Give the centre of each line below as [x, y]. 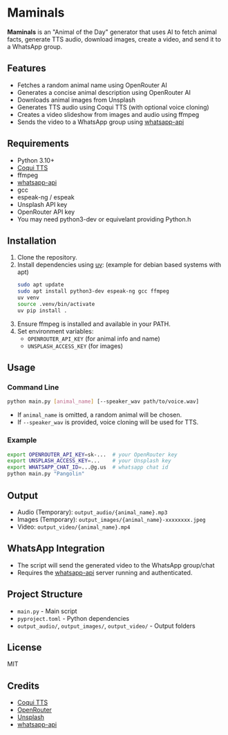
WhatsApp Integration [56, 548]
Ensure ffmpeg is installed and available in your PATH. [94, 324]
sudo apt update [40, 285]
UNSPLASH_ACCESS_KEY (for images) [75, 346]
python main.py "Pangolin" [46, 474]
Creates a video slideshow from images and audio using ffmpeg [108, 114]
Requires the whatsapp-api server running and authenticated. [105, 572]
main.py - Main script [47, 611]
